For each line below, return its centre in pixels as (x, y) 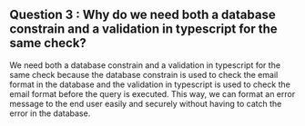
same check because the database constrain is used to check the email (144, 74)
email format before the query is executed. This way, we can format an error (152, 93)
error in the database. (50, 113)
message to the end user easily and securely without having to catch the (146, 103)
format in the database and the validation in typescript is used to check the (150, 84)
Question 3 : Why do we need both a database (142, 15)
